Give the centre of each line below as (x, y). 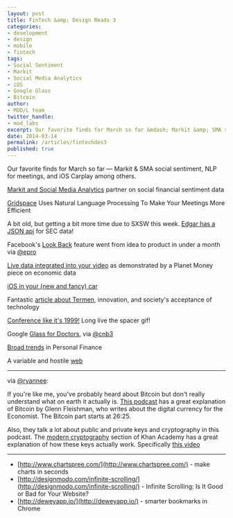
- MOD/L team (26, 110)
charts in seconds (43, 472)
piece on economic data (42, 273)
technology (23, 307)
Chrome (29, 508)
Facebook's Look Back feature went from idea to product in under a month (114, 244)
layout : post (26, 14)
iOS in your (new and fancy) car (53, 286)
